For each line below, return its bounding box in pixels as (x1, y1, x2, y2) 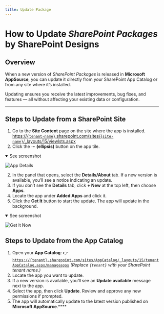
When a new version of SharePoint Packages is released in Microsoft (5, 71, 145, 77)
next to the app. (12, 283, 44, 289)
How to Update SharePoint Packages (5, 28, 158, 39)
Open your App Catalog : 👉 (12, 250, 68, 256)
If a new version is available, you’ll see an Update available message (12, 278, 151, 284)
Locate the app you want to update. (12, 272, 84, 278)
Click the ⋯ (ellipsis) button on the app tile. (12, 144, 100, 149)
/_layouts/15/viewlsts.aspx (23, 138, 76, 145)
